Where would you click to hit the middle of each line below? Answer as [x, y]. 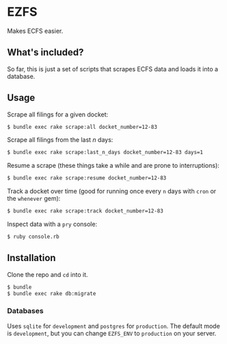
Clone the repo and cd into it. [48, 274]
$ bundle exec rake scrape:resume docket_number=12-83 [87, 178]
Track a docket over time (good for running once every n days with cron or [112, 191]
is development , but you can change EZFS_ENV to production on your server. [112, 333]
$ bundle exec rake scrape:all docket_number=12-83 [82, 127]
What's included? [45, 52]
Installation [31, 258]
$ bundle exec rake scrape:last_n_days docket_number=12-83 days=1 [105, 152]
